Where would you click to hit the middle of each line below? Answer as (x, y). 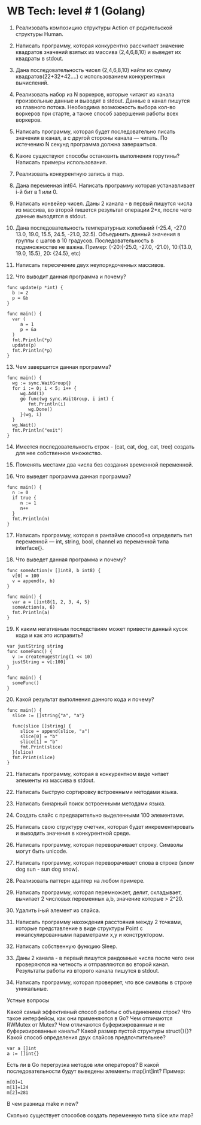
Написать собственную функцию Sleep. (66, 946)
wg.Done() (40, 409)
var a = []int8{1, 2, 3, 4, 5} (51, 602)
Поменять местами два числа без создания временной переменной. (104, 464)
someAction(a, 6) (34, 607)
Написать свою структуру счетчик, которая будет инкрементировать (105, 826)
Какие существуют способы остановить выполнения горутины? (98, 156)
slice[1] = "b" (39, 742)
